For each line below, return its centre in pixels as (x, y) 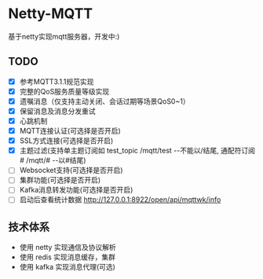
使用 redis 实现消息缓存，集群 (68, 257)
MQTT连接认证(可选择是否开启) (70, 131)
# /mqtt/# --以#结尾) (53, 160)
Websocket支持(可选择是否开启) (71, 171)
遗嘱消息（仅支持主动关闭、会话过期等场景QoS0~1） (104, 101)
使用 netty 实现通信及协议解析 (68, 248)
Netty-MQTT (51, 14)
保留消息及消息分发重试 (57, 111)
